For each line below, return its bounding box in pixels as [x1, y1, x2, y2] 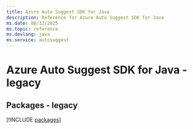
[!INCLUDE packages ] [6, 116, 61, 123]
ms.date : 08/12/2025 [6, 20, 59, 26]
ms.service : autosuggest [6, 37, 69, 43]
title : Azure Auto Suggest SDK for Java [6, 8, 110, 15]
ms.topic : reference [6, 25, 59, 32]
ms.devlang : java [6, 31, 50, 38]
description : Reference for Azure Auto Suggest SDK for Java [6, 15, 164, 21]
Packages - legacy [6, 100, 78, 110]
